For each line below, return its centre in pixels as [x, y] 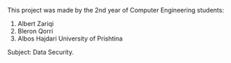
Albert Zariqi [36, 23]
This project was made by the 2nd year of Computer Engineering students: [115, 10]
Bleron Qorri [35, 31]
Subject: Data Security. [40, 52]
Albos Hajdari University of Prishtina [70, 38]
